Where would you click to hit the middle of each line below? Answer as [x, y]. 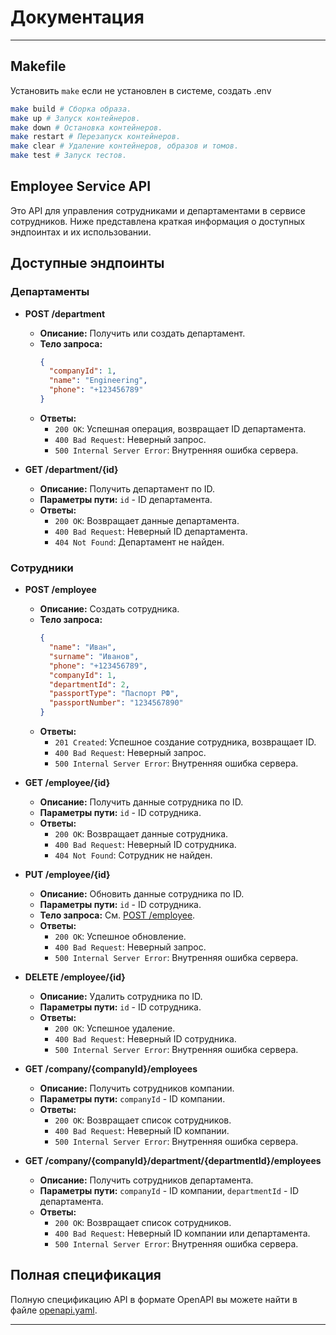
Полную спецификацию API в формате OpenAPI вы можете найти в [154, 1299]
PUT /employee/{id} [67, 875]
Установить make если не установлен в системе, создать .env [141, 90]
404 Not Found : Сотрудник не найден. [133, 855]
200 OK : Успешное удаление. [115, 1028]
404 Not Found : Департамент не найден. [139, 542]
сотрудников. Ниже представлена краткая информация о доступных [158, 221]
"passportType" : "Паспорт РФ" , [114, 694]
